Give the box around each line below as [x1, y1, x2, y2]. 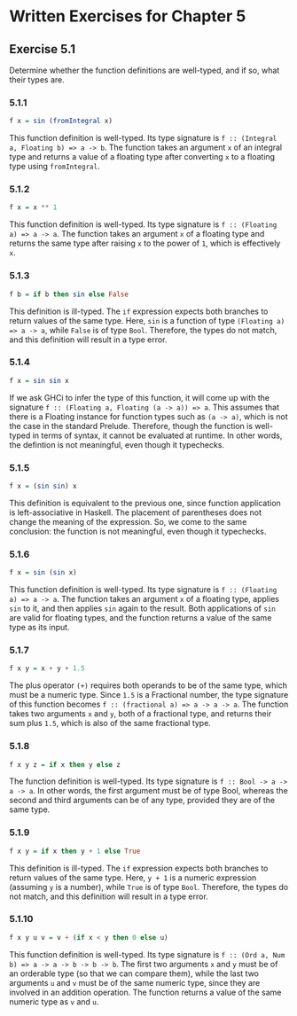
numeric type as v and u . [9, 996, 99, 1007]
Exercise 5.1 [9, 42, 76, 57]
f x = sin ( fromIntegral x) [9, 117, 113, 126]
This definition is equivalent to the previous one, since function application [9, 497, 281, 508]
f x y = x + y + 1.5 [9, 664, 86, 673]
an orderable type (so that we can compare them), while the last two [9, 968, 260, 979]
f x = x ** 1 [9, 203, 58, 212]
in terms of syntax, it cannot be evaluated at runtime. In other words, [32, 430, 283, 441]
